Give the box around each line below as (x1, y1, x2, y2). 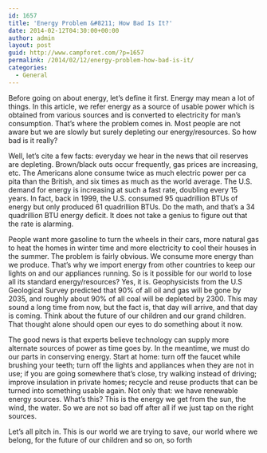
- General (15, 71, 48, 79)
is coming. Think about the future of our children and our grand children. (8, 311, 246, 320)
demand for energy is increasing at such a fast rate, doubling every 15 (8, 185, 238, 194)
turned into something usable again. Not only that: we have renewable (8, 385, 238, 395)
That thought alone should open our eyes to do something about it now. (8, 319, 243, 328)
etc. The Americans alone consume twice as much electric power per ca (8, 168, 247, 177)
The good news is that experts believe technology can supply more (8, 335, 230, 344)
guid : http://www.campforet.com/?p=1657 (8, 49, 145, 57)
